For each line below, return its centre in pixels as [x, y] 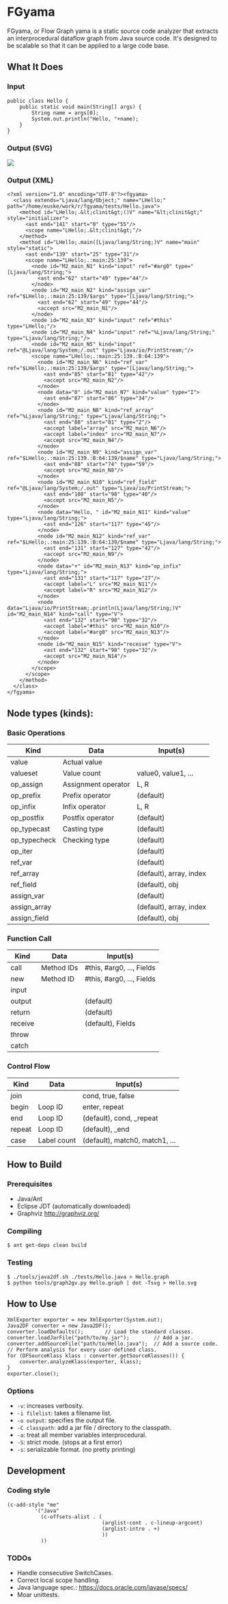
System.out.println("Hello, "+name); [85, 119]
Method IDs [59, 968]
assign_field [30, 918]
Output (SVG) [30, 148]
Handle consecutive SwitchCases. [65, 1572]
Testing [20, 1263]
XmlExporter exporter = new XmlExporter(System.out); [85, 1320]
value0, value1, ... [165, 773]
